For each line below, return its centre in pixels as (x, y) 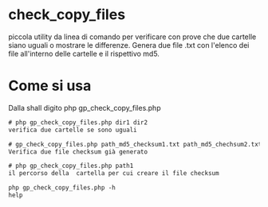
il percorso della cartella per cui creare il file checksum (114, 174)
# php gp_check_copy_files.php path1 (71, 166)
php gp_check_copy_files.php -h (62, 188)
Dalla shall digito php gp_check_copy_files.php (85, 107)
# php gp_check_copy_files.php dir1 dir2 (78, 122)
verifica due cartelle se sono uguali (73, 130)
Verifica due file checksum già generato (78, 152)
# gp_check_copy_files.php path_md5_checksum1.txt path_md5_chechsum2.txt (135, 144)
